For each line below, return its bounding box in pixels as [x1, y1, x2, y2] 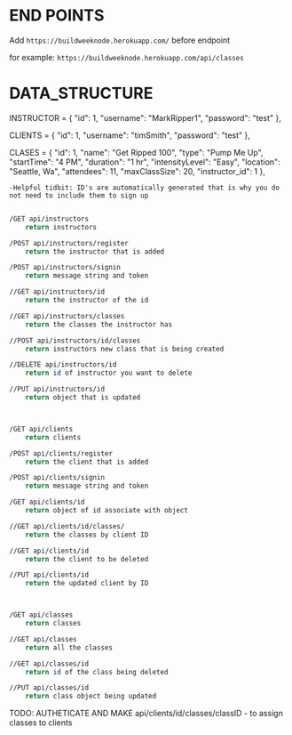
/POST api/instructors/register [9, 238, 129, 247]
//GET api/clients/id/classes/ [9, 521, 125, 530]
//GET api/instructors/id [9, 287, 105, 296]
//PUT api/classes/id [9, 683, 90, 692]
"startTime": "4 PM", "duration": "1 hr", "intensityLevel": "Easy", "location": [9, 157, 281, 167]
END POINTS [9, 5, 105, 26]
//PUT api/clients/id [9, 570, 90, 579]
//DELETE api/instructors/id [9, 360, 117, 369]
